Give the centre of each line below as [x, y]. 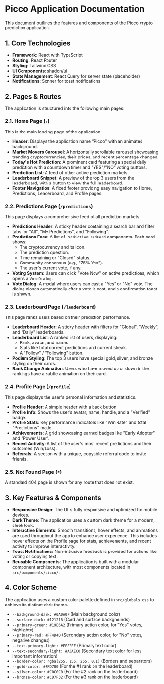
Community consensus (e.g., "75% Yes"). [61, 263]
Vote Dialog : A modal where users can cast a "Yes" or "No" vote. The [82, 284]
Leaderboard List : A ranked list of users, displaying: [65, 338]
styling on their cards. [34, 364]
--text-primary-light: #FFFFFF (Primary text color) [64, 645]
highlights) [23, 630]
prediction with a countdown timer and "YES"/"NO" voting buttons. [80, 167]
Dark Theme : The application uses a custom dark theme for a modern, [83, 520]
